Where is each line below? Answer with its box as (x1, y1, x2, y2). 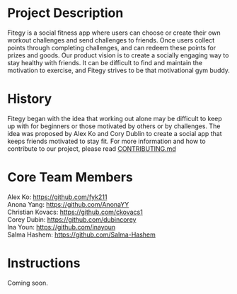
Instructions (7, 255, 81, 271)
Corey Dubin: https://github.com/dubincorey (7, 215, 137, 224)
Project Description (7, 5, 124, 21)
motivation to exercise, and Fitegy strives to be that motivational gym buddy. (7, 66, 230, 74)
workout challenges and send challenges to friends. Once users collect (7, 35, 215, 44)
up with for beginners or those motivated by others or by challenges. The (7, 122, 221, 130)
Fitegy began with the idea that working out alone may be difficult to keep (7, 114, 223, 123)
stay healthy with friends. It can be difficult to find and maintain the (7, 58, 203, 67)
